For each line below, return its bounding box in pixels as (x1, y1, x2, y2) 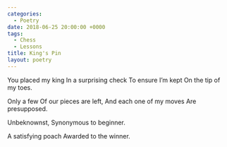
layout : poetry (7, 57, 52, 64)
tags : (7, 30, 23, 37)
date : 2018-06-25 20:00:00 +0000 (7, 23, 106, 30)
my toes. (7, 83, 33, 92)
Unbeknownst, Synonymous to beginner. (7, 118, 125, 127)
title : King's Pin (7, 50, 61, 57)
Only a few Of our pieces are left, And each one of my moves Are (7, 97, 197, 105)
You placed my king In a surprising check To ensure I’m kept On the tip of (7, 76, 221, 84)
